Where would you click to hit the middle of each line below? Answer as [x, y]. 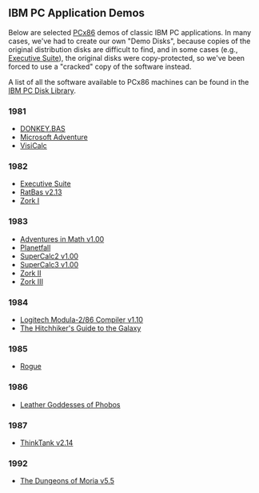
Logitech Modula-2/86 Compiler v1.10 [82, 320]
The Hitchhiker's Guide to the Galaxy [80, 328]
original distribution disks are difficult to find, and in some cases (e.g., [123, 49]
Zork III [32, 281]
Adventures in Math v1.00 [62, 238]
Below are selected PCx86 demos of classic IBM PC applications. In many [130, 32]
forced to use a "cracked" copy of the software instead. [100, 66]
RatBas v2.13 [41, 192]
